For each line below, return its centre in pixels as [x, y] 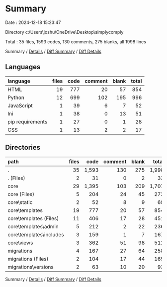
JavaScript [20, 105]
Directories [23, 147]
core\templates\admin [33, 226]
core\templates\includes [36, 234]
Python [16, 97]
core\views [20, 243]
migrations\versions [31, 267]
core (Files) [21, 194]
